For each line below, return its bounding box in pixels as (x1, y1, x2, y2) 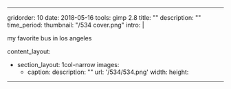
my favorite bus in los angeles (7, 34, 92, 42)
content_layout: (7, 47, 51, 55)
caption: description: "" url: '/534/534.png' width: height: (27, 68, 189, 76)
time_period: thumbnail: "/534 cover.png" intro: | (7, 21, 144, 29)
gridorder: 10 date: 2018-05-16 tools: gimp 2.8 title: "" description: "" (7, 14, 201, 21)
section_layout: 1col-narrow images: (16, 61, 120, 68)
